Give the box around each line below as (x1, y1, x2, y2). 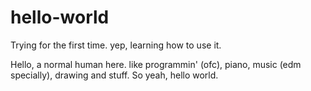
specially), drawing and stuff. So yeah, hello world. (10, 69, 219, 81)
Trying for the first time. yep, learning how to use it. (10, 39, 222, 51)
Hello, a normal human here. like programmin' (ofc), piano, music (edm (10, 58, 302, 70)
